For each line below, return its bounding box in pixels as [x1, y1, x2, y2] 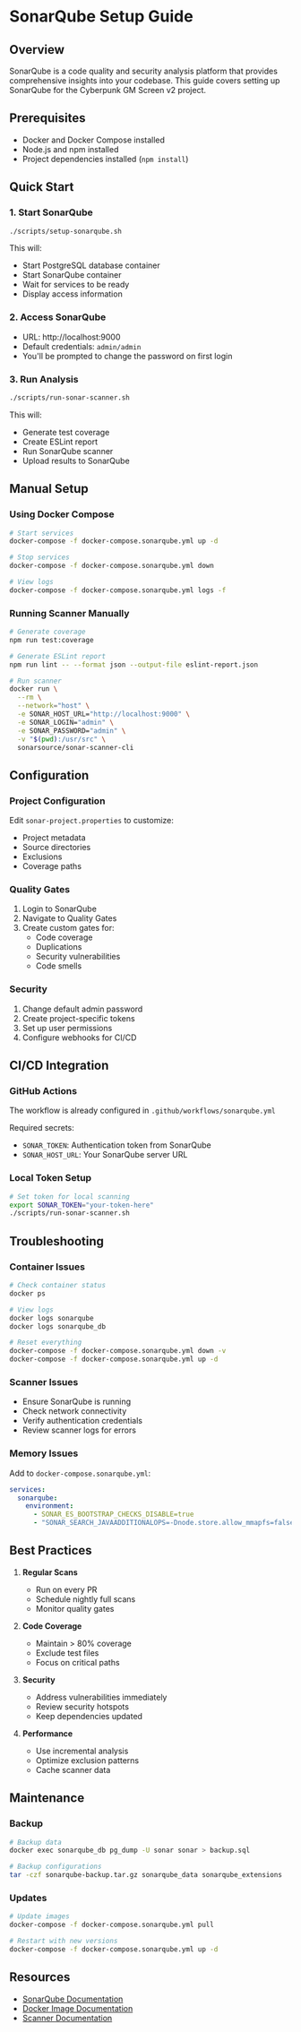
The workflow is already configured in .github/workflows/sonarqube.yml [9, 1105, 276, 1116]
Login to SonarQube [21, 903, 97, 915]
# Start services [9, 529, 74, 538]
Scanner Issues [9, 1375, 79, 1388]
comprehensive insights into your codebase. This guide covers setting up [9, 75, 280, 86]
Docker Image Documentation [21, 2002, 133, 2013]
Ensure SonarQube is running [21, 1396, 132, 1408]
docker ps [9, 1288, 47, 1298]
